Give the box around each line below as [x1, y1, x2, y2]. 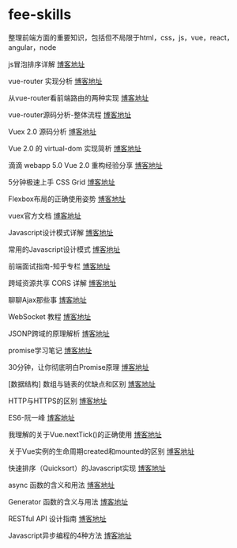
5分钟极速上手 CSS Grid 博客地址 [8, 177, 116, 187]
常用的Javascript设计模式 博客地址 [8, 244, 121, 254]
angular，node [8, 42, 57, 52]
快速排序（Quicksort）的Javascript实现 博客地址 [8, 463, 166, 473]
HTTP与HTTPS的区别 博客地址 [8, 396, 107, 405]
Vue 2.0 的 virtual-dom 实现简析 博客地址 [8, 143, 142, 153]
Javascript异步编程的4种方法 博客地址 [8, 531, 132, 540]
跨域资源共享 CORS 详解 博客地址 [8, 278, 117, 287]
